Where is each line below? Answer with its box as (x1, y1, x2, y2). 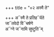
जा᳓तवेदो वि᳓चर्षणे (5, 20, 33, 26)
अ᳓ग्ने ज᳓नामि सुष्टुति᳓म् (5, 26, 43, 32)
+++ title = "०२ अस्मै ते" (5, 5, 50, 10)
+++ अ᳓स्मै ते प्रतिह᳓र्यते (5, 15, 45, 20)
